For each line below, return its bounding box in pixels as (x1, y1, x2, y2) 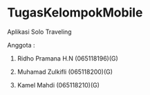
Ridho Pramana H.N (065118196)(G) (17, 54, 119, 63)
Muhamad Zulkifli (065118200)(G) (17, 67, 113, 76)
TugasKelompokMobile (7, 5, 143, 21)
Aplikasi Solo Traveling (7, 28, 72, 36)
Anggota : (7, 41, 35, 49)
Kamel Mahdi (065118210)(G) (17, 81, 100, 89)
